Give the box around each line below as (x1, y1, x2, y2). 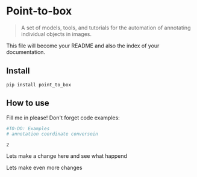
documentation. (6, 48, 46, 55)
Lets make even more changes (6, 164, 83, 172)
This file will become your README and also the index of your (6, 42, 160, 49)
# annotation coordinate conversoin (6, 131, 98, 137)
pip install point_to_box (6, 82, 71, 88)
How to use (6, 98, 49, 109)
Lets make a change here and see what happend (6, 152, 128, 160)
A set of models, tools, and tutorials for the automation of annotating (20, 24, 191, 31)
